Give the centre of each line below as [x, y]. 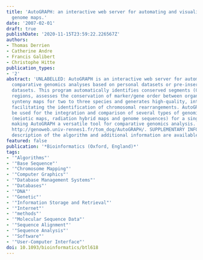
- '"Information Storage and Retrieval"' [59, 203]
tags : [13, 152]
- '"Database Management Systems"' [51, 180]
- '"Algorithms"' [28, 157]
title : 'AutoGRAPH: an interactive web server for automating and [92, 12]
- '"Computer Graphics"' [37, 175]
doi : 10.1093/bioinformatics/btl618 [52, 247]
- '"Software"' [25, 236]
